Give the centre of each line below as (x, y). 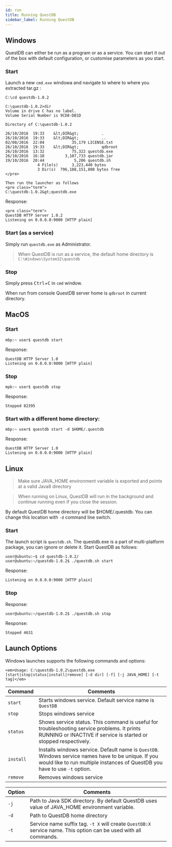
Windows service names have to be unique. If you (99, 756)
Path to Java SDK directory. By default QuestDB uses (94, 801)
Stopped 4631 (19, 633)
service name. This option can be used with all (86, 830)
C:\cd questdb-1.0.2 (27, 98)
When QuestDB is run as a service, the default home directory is (85, 254)
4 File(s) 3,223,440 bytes (72, 165)
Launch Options (31, 648)
